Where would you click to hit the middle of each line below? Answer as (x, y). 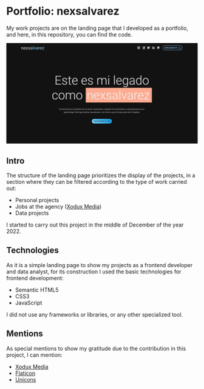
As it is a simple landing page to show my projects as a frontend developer (100, 265)
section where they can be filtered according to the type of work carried (97, 182)
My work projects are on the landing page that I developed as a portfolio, (97, 28)
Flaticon (25, 373)
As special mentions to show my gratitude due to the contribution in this (96, 348)
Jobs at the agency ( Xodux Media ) (58, 207)
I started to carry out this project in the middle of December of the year (95, 225)
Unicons (25, 379)
